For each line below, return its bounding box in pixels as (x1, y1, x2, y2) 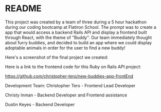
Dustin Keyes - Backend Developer (5, 101, 75, 107)
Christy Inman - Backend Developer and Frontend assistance (5, 92, 127, 98)
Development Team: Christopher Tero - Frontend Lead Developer (5, 82, 136, 88)
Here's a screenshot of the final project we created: (5, 54, 108, 60)
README (5, 3, 42, 14)
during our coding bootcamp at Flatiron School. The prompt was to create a (5, 24, 157, 30)
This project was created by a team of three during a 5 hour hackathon (5, 19, 147, 25)
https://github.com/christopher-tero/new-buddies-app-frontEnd (5, 73, 134, 79)
